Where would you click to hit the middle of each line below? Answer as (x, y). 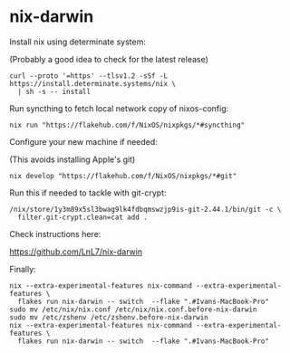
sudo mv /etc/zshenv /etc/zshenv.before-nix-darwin (109, 317)
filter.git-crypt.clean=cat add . (82, 217)
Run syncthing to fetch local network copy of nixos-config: (119, 108)
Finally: (23, 269)
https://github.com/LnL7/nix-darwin (76, 252)
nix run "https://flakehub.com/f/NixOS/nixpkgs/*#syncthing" (127, 125)
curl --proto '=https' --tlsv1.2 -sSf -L (89, 76)
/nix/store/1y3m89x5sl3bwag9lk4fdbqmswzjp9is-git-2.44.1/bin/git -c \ (145, 209)
